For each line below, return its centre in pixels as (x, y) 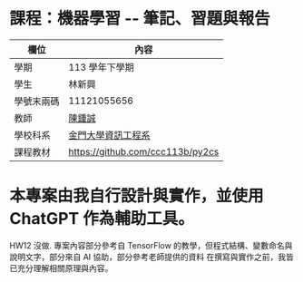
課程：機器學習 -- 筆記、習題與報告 (140, 19)
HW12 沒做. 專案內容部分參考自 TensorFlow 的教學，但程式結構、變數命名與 (151, 245)
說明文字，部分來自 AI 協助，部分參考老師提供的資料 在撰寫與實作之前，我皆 (152, 257)
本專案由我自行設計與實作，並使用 (137, 196)
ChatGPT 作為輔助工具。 (102, 219)
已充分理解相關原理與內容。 (61, 267)
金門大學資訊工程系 (110, 135)
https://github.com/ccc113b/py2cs (144, 151)
